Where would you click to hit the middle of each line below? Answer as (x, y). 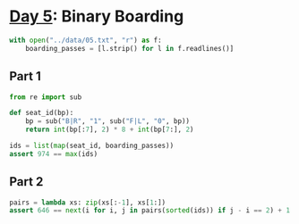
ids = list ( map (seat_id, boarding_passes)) (92, 145)
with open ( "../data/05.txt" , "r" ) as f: (86, 40)
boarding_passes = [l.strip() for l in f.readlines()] (130, 48)
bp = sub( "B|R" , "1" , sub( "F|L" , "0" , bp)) (108, 121)
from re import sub (46, 97)
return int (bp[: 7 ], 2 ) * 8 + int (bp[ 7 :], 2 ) (110, 130)
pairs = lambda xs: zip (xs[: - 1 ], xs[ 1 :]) (88, 203)
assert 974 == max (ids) (54, 153)
